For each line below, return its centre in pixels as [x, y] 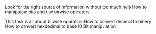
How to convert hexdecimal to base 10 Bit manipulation [61, 26]
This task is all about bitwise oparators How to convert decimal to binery [78, 21]
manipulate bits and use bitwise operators [47, 12]
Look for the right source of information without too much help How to [76, 7]
